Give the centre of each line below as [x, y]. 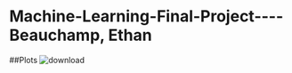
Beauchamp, [57, 35]
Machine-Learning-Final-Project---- [146, 16]
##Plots [24, 60]
